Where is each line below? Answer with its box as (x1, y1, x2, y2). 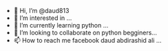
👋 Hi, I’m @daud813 (13, 7, 70, 14)
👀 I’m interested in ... (13, 14, 72, 22)
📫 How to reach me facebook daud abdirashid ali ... (13, 37, 162, 44)
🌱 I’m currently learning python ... (13, 21, 109, 29)
